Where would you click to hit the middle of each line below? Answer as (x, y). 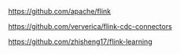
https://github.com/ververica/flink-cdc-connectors (90, 26)
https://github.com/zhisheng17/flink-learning (80, 41)
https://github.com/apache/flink (60, 11)
